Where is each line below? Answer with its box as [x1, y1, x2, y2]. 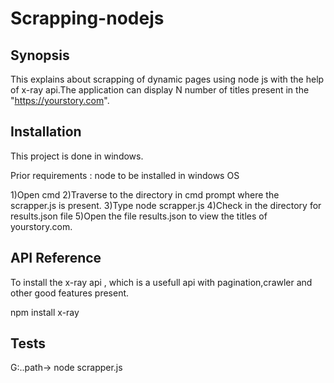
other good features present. [10, 287, 130, 299]
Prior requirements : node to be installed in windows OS [10, 169, 240, 181]
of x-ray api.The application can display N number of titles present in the [10, 84, 310, 96]
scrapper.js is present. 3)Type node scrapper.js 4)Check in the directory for [10, 199, 322, 211]
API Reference [10, 250, 102, 267]
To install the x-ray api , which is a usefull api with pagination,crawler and [10, 276, 313, 288]
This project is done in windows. [10, 150, 144, 162]
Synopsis [10, 47, 70, 64]
